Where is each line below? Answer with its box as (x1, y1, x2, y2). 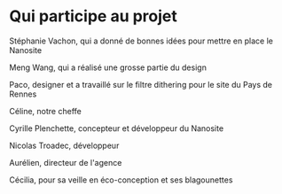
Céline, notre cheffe (9, 105, 82, 116)
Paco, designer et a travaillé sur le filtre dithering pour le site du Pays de (9, 79, 273, 89)
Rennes (9, 89, 37, 99)
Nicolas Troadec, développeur (9, 140, 120, 151)
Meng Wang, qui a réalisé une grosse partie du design (9, 62, 207, 73)
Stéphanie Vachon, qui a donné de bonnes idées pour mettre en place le (9, 35, 273, 46)
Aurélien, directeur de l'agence (9, 157, 122, 167)
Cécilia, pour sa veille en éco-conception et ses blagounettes (9, 175, 233, 185)
